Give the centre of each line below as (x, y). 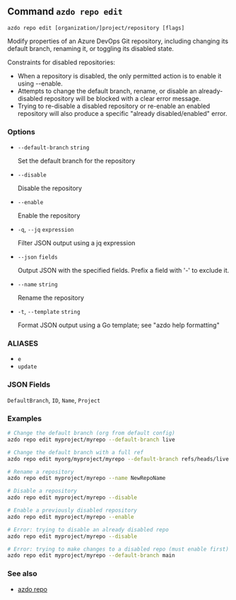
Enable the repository (49, 216)
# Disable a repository (42, 491)
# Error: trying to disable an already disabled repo (88, 529)
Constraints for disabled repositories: (61, 62)
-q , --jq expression (46, 230)
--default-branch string (53, 148)
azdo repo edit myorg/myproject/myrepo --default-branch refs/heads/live (118, 459)
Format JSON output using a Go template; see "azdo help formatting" (119, 325)
